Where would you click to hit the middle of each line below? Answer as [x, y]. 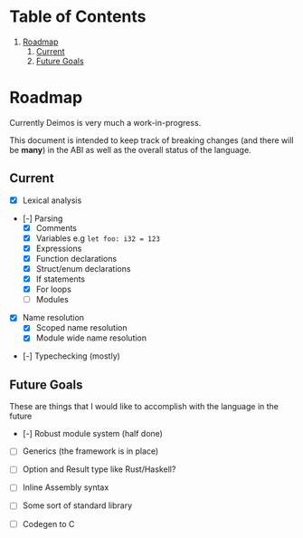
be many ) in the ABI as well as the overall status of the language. [130, 149]
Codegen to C [48, 524]
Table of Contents [78, 17]
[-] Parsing [43, 218]
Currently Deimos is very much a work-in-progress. [105, 122]
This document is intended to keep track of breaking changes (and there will [151, 140]
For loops [54, 289]
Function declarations [76, 258]
